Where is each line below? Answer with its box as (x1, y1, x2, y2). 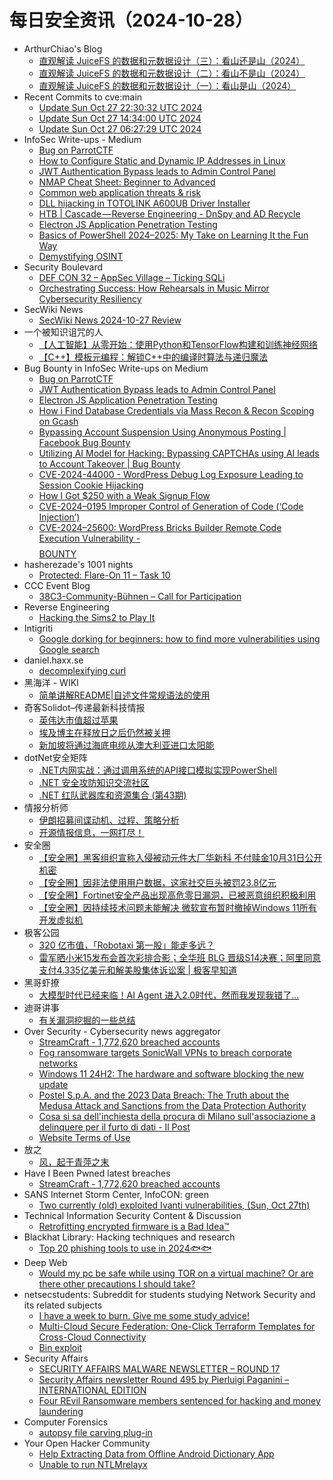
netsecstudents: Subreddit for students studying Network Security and (23, 1288, 316, 1300)
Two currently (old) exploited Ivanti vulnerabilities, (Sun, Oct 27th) (38, 1199, 311, 1211)
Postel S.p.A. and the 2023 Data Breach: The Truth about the (38, 1089, 290, 1101)
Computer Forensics (23, 1416, 109, 1428)
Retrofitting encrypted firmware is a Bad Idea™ (38, 1220, 230, 1232)
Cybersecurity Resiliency (38, 292, 142, 305)
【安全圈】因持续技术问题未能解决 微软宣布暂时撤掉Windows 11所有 (38, 901, 317, 913)
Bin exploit (38, 1341, 83, 1353)
